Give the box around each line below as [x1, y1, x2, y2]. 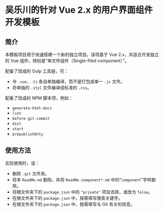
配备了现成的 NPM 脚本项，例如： [5, 95, 73, 101]
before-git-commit [12, 116, 50, 121]
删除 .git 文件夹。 [12, 170, 50, 176]
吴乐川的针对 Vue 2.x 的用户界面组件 [5, 4, 153, 16]
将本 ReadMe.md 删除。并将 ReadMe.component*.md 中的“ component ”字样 [12, 177, 152, 183]
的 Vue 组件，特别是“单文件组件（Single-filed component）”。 [5, 58, 129, 64]
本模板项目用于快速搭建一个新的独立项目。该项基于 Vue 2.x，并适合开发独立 [5, 52, 159, 57]
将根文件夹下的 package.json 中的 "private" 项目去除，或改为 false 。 [12, 189, 153, 195]
